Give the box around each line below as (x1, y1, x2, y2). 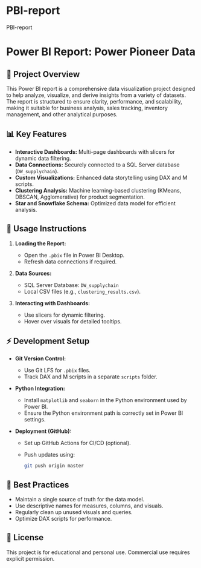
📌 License (6, 532, 44, 543)
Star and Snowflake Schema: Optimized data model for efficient (14, 199, 176, 206)
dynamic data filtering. (14, 154, 71, 162)
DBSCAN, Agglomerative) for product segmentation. (14, 193, 145, 200)
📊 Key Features (6, 129, 67, 139)
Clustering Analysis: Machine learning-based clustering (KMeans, (14, 187, 182, 194)
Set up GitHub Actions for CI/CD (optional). (24, 440, 131, 447)
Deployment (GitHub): (14, 428, 72, 435)
